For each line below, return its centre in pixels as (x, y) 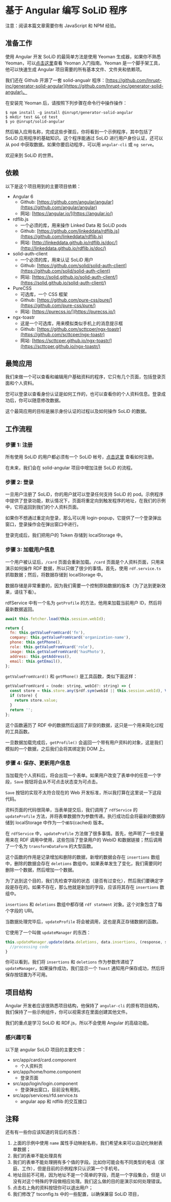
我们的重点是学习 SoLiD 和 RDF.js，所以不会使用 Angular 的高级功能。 (78, 1023)
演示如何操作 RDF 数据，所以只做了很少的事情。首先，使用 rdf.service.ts (83, 568)
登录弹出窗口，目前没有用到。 (51, 1090)
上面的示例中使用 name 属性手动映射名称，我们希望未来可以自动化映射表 (88, 1143)
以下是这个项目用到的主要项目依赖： (43, 186)
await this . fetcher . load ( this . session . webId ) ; (55, 619)
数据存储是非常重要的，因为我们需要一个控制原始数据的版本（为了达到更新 (83, 585)
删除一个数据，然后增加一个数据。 (41, 870)
